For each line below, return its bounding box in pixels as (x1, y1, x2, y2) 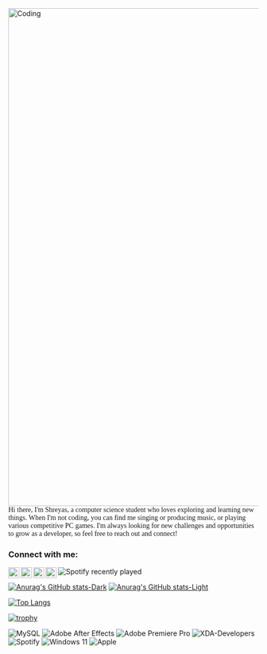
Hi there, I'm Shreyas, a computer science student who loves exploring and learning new (8, 506, 254, 514)
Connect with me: (8, 549, 79, 560)
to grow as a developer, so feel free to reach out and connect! (8, 530, 178, 538)
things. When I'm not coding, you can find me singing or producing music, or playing (8, 514, 246, 522)
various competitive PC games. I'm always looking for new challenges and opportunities (8, 522, 254, 530)
